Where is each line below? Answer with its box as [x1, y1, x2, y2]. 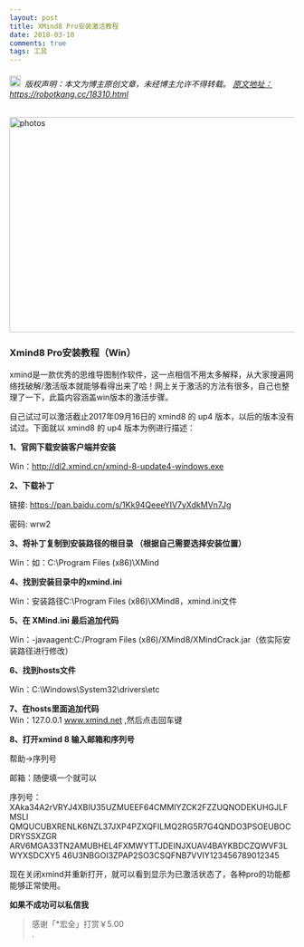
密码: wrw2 [9, 518, 52, 529]
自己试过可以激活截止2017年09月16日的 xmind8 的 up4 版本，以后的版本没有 [9, 411, 295, 421]
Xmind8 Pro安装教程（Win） [9, 346, 137, 359]
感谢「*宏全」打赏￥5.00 [31, 918, 125, 929]
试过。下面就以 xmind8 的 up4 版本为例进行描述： [9, 422, 196, 433]
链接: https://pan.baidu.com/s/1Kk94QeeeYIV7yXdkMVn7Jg [9, 499, 232, 510]
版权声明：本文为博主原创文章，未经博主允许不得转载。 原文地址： [24, 78, 273, 89]
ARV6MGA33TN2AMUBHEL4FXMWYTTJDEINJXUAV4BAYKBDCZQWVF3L [9, 840, 288, 851]
